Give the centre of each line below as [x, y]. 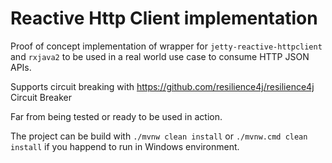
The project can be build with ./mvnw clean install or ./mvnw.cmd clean [159, 136]
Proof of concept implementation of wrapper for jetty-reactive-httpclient [166, 46]
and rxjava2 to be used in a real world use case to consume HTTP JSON [160, 56]
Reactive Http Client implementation [164, 18]
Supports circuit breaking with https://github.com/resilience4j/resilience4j [162, 86]
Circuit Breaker [41, 97]
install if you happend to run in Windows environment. [125, 146]
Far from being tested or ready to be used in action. [116, 116]
